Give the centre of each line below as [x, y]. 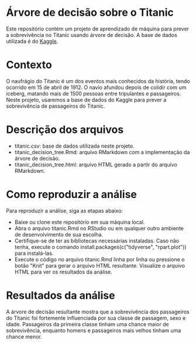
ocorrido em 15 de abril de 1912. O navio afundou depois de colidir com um [96, 87]
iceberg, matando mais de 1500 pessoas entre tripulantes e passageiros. [94, 93]
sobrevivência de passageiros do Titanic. [56, 106]
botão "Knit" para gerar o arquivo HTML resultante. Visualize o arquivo [100, 265]
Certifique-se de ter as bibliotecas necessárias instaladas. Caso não [97, 241]
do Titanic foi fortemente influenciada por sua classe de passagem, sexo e [96, 318]
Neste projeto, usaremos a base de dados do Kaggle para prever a [86, 100]
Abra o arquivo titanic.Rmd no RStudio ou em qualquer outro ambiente [99, 228]
